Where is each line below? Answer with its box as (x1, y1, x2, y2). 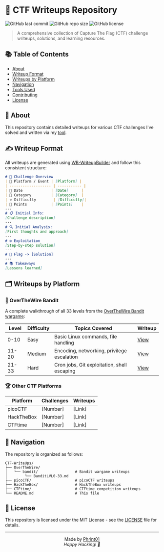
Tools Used (12, 86, 35, 92)
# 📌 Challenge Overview (5, 174, 54, 180)
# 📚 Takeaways (5, 261, 36, 266)
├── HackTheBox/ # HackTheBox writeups (5, 482, 121, 487)
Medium (27, 350, 46, 357)
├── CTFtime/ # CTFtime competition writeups (5, 486, 141, 491)
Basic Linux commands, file (54, 333, 117, 340)
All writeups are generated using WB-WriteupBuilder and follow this (5, 159, 141, 166)
